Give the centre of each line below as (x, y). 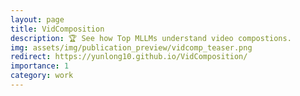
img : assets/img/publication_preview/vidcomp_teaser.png (131, 47)
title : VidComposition (57, 29)
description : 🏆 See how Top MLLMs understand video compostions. (151, 38)
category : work (42, 76)
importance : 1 (40, 66)
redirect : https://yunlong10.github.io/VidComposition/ (129, 57)
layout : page (37, 19)
